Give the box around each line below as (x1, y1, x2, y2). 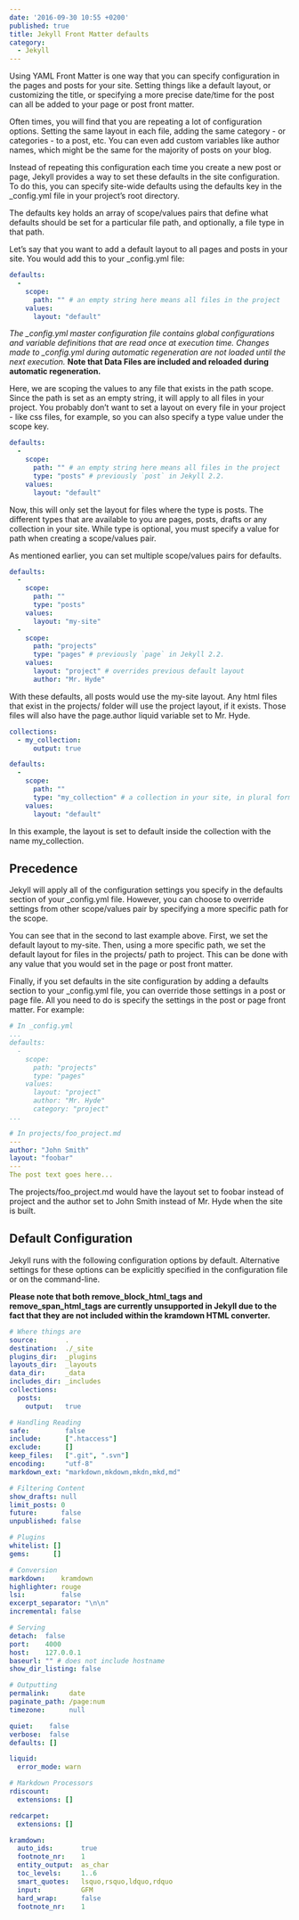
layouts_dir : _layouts (9, 1360, 98, 1369)
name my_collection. (9, 835, 85, 846)
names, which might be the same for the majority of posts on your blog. (9, 144, 271, 156)
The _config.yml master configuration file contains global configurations (9, 328, 275, 339)
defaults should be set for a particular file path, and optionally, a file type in (9, 217, 285, 228)
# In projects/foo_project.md (9, 1128, 122, 1137)
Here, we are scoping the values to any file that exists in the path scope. (9, 383, 274, 394)
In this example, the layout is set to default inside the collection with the (9, 825, 271, 836)
